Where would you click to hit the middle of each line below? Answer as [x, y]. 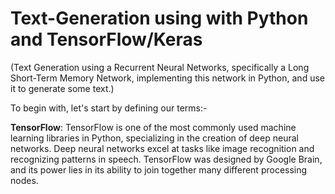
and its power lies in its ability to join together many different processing [159, 169]
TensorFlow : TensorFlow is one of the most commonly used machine [153, 127]
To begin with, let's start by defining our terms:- [109, 108]
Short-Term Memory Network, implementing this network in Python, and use [167, 78]
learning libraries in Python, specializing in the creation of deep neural [154, 138]
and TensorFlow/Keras [106, 39]
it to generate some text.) [62, 88]
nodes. [24, 180]
